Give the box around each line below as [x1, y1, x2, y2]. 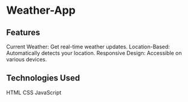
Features [6, 27, 40, 38]
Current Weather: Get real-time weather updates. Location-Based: [6, 43, 170, 50]
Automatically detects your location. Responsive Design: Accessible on [6, 50, 182, 57]
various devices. [6, 56, 47, 63]
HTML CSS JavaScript [6, 89, 62, 96]
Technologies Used [6, 73, 80, 84]
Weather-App [6, 4, 76, 17]
